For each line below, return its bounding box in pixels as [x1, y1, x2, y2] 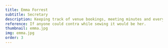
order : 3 [5, 35, 23, 40]
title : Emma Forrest [5, 7, 48, 12]
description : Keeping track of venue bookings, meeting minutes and [5, 16, 151, 21]
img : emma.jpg [5, 30, 35, 35]
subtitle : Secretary [5, 12, 48, 17]
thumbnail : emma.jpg [5, 26, 48, 31]
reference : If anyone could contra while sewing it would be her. [5, 21, 146, 26]
